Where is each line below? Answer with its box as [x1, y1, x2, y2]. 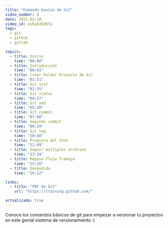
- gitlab [10, 40, 28, 45]
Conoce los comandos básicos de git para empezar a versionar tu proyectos [5, 211, 163, 217]
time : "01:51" [14, 77, 44, 82]
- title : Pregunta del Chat [10, 138, 69, 143]
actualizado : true [5, 198, 44, 203]
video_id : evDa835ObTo [5, 21, 53, 27]
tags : [5, 26, 17, 31]
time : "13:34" [14, 152, 44, 157]
